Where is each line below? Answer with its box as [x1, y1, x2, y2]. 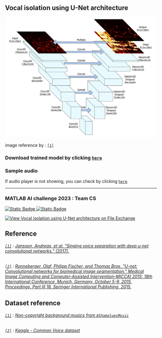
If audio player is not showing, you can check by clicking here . [5, 178, 129, 184]
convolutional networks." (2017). [5, 248, 69, 254]
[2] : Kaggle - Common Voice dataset [5, 327, 81, 333]
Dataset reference [5, 299, 61, 307]
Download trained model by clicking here [5, 154, 102, 161]
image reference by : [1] [5, 142, 54, 148]
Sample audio [5, 167, 38, 174]
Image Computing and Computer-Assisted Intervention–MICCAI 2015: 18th [5, 274, 153, 279]
